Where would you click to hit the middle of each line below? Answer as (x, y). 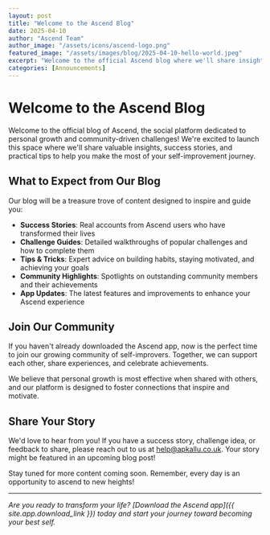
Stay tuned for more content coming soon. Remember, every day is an (124, 473)
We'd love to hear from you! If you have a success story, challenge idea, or (132, 441)
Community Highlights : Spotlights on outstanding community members (139, 276)
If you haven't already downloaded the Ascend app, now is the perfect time (133, 346)
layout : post (30, 16)
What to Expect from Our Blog (84, 181)
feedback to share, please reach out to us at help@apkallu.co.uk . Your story (134, 449)
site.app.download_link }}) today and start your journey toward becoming (131, 514)
